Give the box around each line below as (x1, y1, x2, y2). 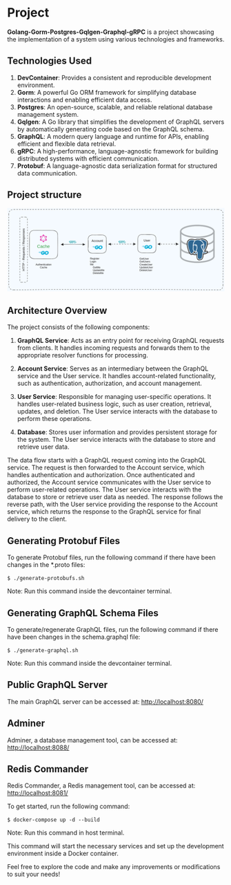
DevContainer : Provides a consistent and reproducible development (17, 73, 212, 82)
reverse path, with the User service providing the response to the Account (7, 500, 218, 509)
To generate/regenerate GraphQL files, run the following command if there (7, 625, 219, 633)
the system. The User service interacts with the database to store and (17, 436, 216, 444)
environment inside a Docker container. (7, 849, 119, 858)
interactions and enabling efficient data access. (17, 95, 152, 104)
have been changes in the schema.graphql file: (7, 633, 141, 641)
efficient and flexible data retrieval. (17, 140, 117, 148)
